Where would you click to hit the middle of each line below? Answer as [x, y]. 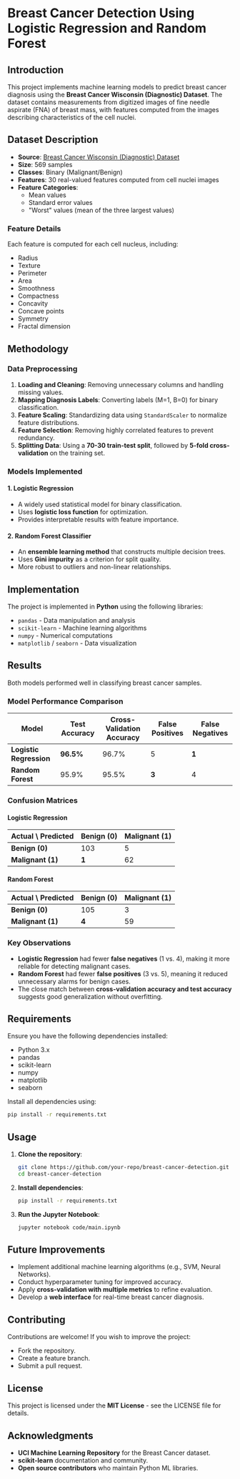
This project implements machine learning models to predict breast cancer [117, 87]
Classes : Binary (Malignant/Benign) [70, 172]
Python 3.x [34, 1050]
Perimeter [32, 274]
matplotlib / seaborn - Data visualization [77, 643]
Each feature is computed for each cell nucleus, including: [93, 244]
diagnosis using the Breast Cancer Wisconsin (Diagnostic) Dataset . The [115, 95]
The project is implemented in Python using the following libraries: [105, 606]
